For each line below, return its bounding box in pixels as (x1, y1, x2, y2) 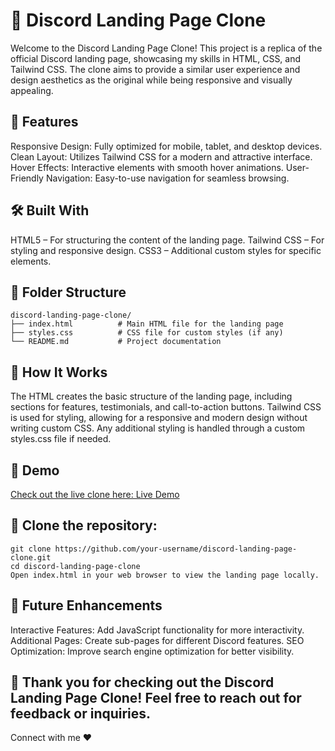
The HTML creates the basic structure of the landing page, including (10, 390, 293, 403)
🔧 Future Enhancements (10, 597, 163, 614)
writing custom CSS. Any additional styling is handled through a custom (10, 422, 306, 434)
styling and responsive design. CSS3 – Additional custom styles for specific (10, 244, 322, 256)
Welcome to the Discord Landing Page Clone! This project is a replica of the (10, 42, 323, 54)
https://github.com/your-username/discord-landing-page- (54, 544, 298, 554)
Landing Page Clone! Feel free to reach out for (10, 690, 302, 707)
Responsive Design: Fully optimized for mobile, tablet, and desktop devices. (10, 140, 323, 152)
